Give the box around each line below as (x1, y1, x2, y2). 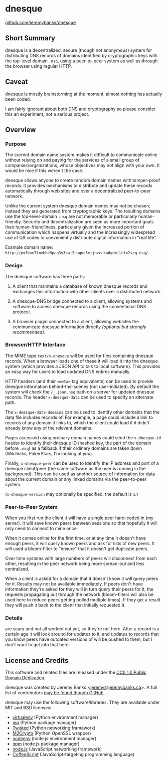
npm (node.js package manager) (12, 741, 80, 747)
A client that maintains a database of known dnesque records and (12, 283, 148, 289)
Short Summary (5, 34, 56, 42)
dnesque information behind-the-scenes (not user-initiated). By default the (5, 383, 160, 389)
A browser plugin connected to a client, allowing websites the (12, 318, 139, 324)
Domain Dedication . (5, 675, 46, 681)
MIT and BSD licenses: (5, 705, 52, 711)
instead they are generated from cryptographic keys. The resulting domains (5, 208, 161, 214)
